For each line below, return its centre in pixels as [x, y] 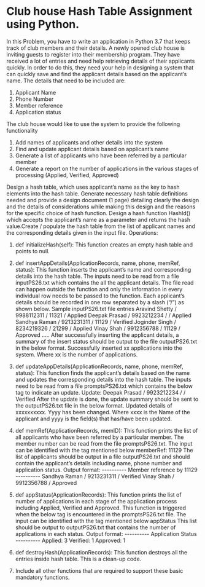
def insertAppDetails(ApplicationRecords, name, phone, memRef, [98, 263]
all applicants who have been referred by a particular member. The [99, 437]
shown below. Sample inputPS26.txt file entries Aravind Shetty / [96, 309]
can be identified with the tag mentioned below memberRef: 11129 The [104, 450]
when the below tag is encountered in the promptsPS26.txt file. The [101, 514]
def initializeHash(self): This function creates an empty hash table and [104, 245]
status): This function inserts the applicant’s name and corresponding [103, 269]
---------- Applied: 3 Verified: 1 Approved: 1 [70, 540]
